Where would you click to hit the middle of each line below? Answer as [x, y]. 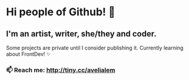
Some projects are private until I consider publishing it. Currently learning [95, 48]
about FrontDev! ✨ [29, 54]
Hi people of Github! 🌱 [61, 12]
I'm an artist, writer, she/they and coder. [82, 34]
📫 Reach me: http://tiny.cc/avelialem [61, 70]
